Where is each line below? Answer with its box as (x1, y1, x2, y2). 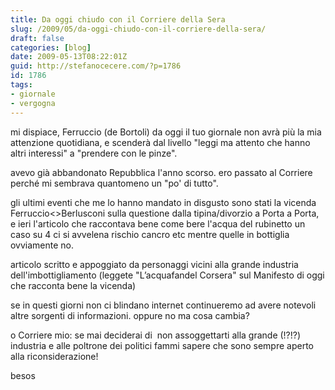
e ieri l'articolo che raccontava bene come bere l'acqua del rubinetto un (10, 217, 306, 230)
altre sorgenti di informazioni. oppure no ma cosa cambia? (10, 309, 250, 321)
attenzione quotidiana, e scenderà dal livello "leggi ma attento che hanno (10, 136, 311, 148)
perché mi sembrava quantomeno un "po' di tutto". (10, 177, 219, 189)
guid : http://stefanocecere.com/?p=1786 (10, 61, 182, 71)
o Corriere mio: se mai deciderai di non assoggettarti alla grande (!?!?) (10, 329, 302, 341)
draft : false (10, 33, 65, 43)
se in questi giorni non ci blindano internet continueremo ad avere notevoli (10, 299, 317, 311)
